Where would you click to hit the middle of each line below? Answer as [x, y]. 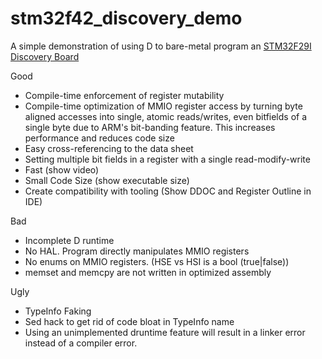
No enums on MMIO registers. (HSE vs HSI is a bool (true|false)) [157, 261]
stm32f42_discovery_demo [126, 18]
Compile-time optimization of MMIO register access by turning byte [163, 106]
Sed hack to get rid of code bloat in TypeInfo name [129, 321]
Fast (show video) [62, 169]
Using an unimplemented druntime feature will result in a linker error [165, 332]
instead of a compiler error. [81, 343]
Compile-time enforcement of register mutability [124, 95]
